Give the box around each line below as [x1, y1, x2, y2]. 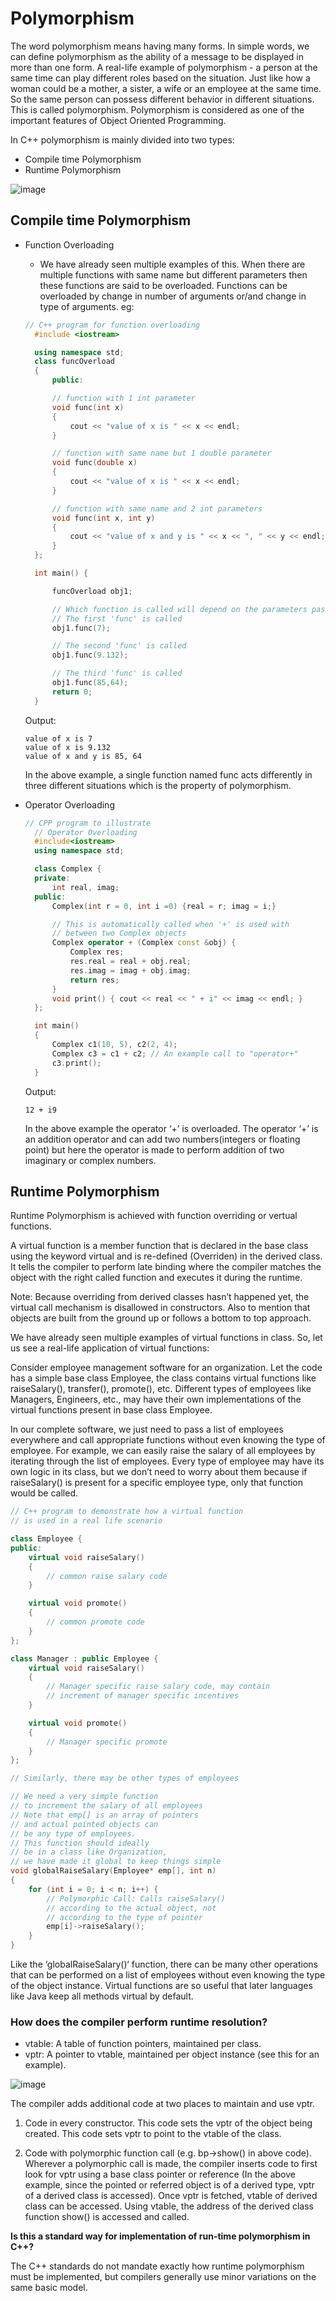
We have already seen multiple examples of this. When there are [39, 258, 306, 270]
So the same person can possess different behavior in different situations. [10, 93, 315, 105]
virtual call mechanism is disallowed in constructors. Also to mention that [10, 1302, 311, 1314]
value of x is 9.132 [24, 742, 111, 752]
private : [34, 873, 71, 883]
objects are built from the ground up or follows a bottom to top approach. [10, 1312, 312, 1324]
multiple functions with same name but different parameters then [39, 268, 308, 281]
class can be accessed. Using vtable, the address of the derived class [24, 2200, 314, 2212]
